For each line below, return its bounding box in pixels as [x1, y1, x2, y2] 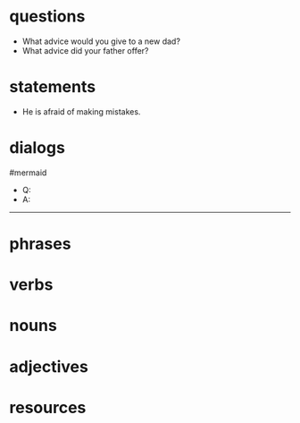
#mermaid [9, 167, 47, 178]
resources [9, 397, 87, 418]
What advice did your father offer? [21, 45, 149, 55]
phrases [9, 234, 71, 254]
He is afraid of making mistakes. [21, 106, 141, 117]
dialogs [9, 138, 65, 158]
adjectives [9, 356, 89, 376]
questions [9, 6, 86, 27]
